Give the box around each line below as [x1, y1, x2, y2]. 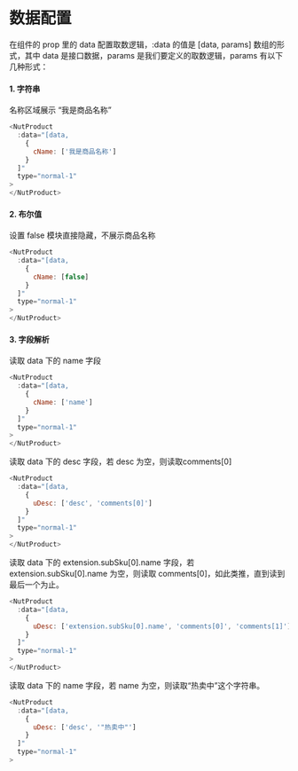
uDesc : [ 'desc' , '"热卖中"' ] [32, 722, 137, 732]
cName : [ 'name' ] [32, 397, 93, 406]
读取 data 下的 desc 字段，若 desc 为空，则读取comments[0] [9, 456, 232, 467]
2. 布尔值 [9, 208, 43, 219]
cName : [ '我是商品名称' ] [32, 147, 117, 156]
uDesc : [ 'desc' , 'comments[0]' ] [32, 499, 153, 507]
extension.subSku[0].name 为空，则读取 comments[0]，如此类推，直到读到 [9, 569, 286, 579]
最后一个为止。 [9, 579, 64, 590]
